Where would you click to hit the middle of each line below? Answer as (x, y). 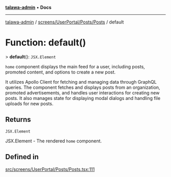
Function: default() (46, 43)
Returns (18, 120)
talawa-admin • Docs (28, 7)
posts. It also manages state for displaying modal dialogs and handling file (83, 98)
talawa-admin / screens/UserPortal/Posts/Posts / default (65, 22)
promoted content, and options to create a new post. (61, 72)
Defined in (22, 157)
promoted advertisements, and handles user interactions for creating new (82, 93)
